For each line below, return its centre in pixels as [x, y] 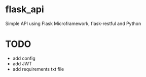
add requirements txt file [38, 69]
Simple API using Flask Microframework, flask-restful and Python [73, 23]
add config [24, 58]
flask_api [25, 9]
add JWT [22, 63]
